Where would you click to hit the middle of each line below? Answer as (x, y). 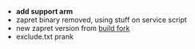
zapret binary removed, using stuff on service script (101, 20)
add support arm (44, 11)
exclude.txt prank (45, 36)
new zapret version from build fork (73, 28)
